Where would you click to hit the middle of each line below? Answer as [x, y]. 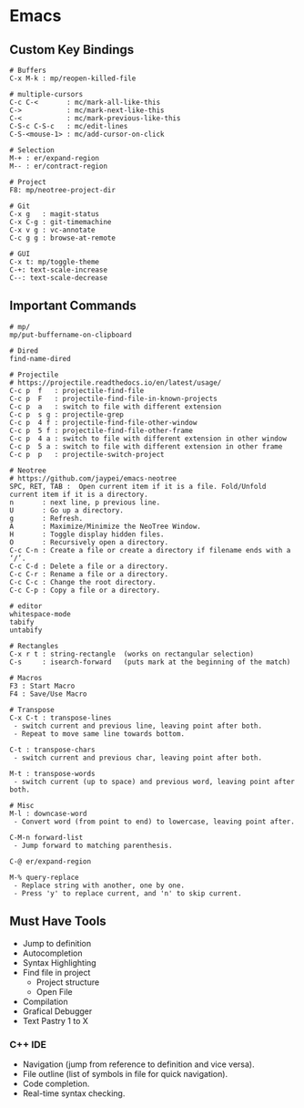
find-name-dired [40, 358]
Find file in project [56, 972]
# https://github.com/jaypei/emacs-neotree [93, 478]
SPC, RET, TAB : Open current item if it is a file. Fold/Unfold [138, 486]
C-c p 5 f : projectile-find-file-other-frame [101, 430]
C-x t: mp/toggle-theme [55, 262]
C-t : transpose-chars [52, 750]
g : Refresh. [46, 518]
